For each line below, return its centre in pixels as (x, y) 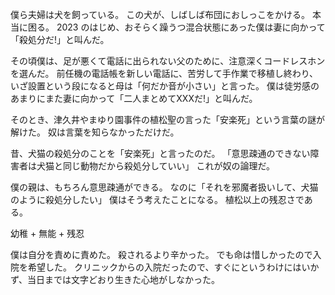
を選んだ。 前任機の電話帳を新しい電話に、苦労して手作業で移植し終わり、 (164, 73)
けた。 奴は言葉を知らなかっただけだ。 (99, 132)
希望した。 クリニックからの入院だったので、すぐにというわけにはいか (173, 267)
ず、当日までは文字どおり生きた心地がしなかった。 (115, 279)
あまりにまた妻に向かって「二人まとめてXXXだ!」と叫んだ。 (134, 98)
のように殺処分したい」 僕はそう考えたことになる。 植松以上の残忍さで (157, 199)
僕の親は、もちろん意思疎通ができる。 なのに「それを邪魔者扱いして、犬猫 (164, 187)
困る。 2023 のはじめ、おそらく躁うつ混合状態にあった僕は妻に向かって (176, 27)
